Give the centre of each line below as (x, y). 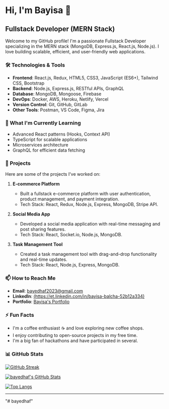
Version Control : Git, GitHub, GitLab (50, 105)
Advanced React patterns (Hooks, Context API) (61, 134)
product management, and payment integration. (69, 199)
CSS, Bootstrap (28, 83)
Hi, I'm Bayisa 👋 (38, 10)
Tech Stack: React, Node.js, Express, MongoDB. (70, 264)
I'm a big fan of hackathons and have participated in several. (75, 341)
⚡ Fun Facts (20, 315)
